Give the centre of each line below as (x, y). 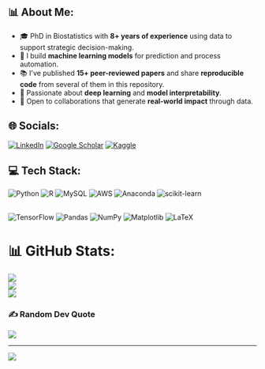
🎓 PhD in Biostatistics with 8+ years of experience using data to (126, 36)
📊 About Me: (41, 12)
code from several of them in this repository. (92, 84)
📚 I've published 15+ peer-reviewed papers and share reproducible (132, 73)
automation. (39, 64)
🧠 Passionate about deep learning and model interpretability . (121, 92)
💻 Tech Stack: (45, 171)
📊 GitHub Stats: (62, 251)
